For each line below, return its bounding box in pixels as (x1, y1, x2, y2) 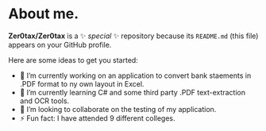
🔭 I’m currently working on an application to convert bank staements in (19, 71, 252, 80)
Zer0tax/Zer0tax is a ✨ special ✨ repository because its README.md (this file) (8, 31, 259, 40)
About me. (8, 5, 79, 23)
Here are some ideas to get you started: (8, 55, 139, 64)
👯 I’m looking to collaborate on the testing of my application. (19, 104, 217, 114)
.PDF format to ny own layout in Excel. (19, 79, 145, 88)
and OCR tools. (19, 96, 70, 106)
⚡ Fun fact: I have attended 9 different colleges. (19, 113, 176, 123)
